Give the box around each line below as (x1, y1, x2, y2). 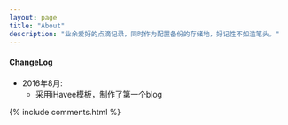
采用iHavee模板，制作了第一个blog (35, 89, 162, 99)
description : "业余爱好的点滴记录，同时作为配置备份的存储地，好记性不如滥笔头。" (9, 29, 280, 38)
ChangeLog (9, 57, 53, 67)
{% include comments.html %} (9, 106, 121, 117)
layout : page (9, 12, 58, 22)
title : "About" (9, 21, 66, 30)
